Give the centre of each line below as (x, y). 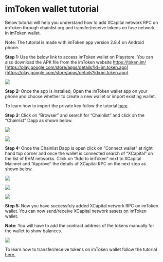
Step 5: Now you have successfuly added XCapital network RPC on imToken (82, 205)
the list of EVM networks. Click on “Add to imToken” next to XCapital (73, 158)
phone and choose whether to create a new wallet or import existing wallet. (81, 96)
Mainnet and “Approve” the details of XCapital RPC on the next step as (75, 163)
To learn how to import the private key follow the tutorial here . (67, 105)
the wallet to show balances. (34, 231)
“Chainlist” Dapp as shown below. (39, 120)
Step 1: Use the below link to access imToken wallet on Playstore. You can (79, 57)
